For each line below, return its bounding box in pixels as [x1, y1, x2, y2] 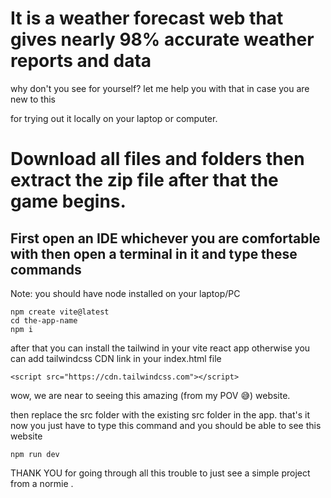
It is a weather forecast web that [10, 7, 284, 30]
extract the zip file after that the [10, 169, 279, 192]
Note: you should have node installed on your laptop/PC [10, 287, 241, 299]
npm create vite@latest [10, 307, 110, 317]
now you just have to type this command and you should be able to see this [10, 419, 322, 431]
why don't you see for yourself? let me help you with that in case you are [10, 82, 310, 94]
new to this [10, 93, 56, 105]
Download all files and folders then [10, 148, 305, 171]
